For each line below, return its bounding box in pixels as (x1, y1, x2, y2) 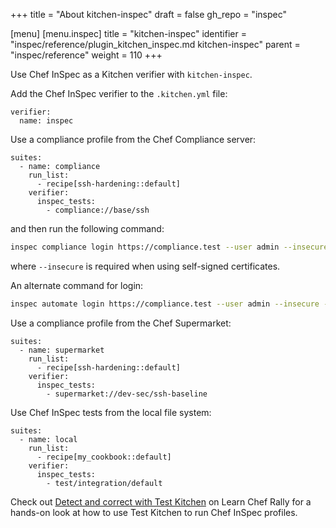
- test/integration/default (46, 478, 163, 488)
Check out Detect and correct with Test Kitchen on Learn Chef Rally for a (10, 495, 312, 508)
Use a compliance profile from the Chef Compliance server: (10, 134, 257, 145)
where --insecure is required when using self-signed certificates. (10, 260, 281, 272)
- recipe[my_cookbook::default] (36, 452, 172, 462)
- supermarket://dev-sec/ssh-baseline (46, 389, 208, 399)
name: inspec (19, 116, 74, 126)
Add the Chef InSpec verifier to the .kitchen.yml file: (10, 88, 228, 99)
